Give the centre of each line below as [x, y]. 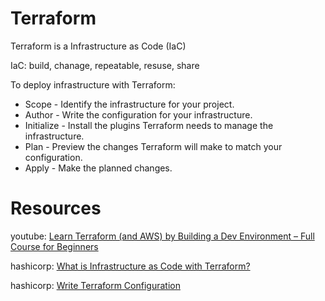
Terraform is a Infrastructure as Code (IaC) [98, 46]
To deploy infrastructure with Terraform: [93, 84]
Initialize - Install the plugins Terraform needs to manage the [149, 125]
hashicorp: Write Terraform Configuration [95, 285]
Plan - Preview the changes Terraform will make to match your [153, 146]
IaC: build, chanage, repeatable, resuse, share [105, 65]
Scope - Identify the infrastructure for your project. [129, 104]
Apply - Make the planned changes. [98, 168]
